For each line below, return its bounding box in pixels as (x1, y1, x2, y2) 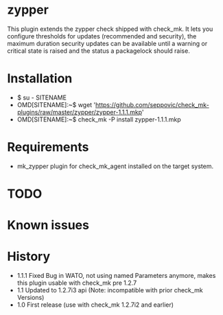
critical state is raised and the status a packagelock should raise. (7, 47, 190, 55)
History (7, 249, 51, 264)
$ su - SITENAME (16, 93, 67, 102)
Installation (7, 71, 73, 86)
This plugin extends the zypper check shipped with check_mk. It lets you (7, 25, 213, 33)
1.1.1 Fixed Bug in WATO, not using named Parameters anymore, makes (16, 272, 216, 280)
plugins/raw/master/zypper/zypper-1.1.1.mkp (16, 108, 143, 116)
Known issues (7, 218, 89, 233)
